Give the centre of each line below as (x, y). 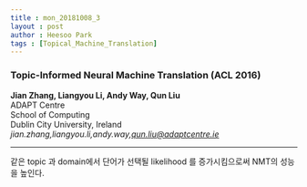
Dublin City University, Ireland (66, 124)
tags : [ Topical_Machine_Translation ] (84, 43)
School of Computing (50, 114)
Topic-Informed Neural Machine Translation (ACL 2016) (136, 76)
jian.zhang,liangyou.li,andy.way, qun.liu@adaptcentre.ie (115, 134)
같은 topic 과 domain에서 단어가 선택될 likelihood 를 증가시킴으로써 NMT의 (144, 161)
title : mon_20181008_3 (56, 18)
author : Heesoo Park (51, 35)
